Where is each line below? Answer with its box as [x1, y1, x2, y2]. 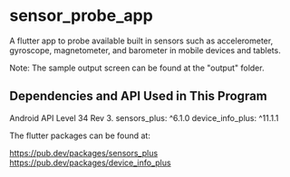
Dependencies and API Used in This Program [9, 88, 267, 104]
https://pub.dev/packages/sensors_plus [9, 147, 159, 158]
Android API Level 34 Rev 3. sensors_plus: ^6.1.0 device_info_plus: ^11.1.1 [9, 112, 279, 123]
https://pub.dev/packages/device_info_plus [9, 157, 171, 168]
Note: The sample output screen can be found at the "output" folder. [9, 62, 265, 73]
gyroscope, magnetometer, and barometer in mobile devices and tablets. [9, 44, 281, 55]
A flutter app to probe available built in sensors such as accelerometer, [9, 35, 274, 46]
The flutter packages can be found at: [9, 130, 151, 141]
